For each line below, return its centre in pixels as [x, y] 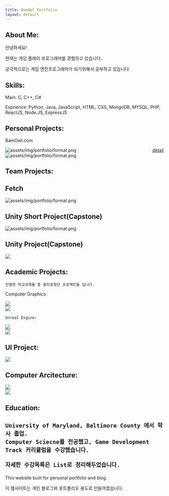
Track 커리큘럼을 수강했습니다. [47, 450]
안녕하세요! [16, 48]
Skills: [15, 85]
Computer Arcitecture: [41, 375]
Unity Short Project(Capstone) [54, 216]
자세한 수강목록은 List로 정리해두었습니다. [63, 465]
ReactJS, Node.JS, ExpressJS [36, 113]
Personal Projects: [35, 128]
